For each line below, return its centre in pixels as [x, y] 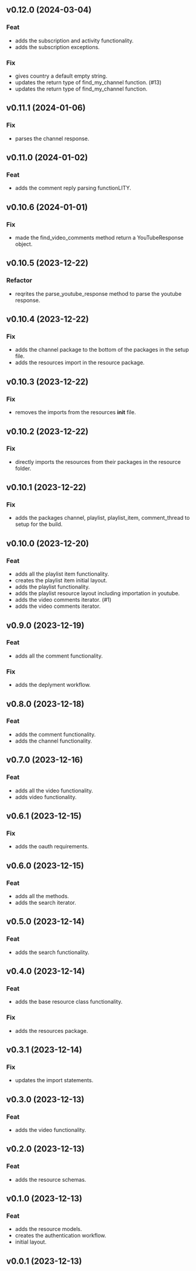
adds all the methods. [42, 896]
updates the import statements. [54, 1080]
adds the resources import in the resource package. [80, 363]
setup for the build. [39, 524]
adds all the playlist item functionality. [62, 574]
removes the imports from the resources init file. [75, 412]
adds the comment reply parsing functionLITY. [73, 188]
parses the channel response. [52, 138]
